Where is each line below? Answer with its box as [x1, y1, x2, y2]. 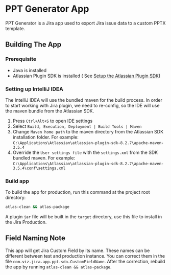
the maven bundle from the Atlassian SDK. [5, 108, 94, 114]
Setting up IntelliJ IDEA [5, 85, 64, 93]
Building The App [5, 40, 62, 49]
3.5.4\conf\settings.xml [12, 166, 66, 171]
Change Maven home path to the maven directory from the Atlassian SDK [12, 128, 164, 134]
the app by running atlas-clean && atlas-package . [5, 264, 112, 270]
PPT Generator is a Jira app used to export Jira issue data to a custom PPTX [5, 20, 166, 26]
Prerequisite [5, 56, 37, 63]
